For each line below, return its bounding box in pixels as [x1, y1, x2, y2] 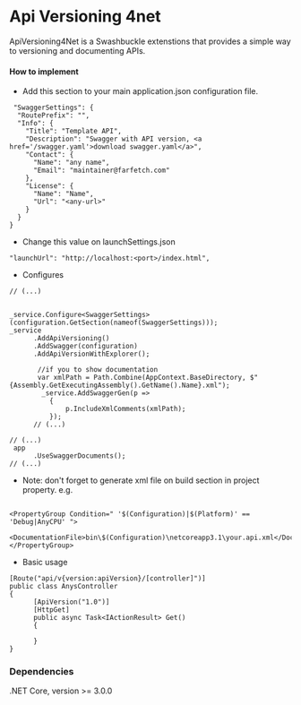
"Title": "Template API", [25, 127, 123, 136]
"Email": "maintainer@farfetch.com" [32, 166, 170, 176]
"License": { [25, 182, 74, 191]
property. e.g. [21, 485, 73, 495]
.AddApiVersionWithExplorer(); [32, 349, 150, 359]
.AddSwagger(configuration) [32, 342, 139, 351]
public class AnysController [9, 582, 118, 591]
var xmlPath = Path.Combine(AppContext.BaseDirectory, [37, 374, 246, 383]
